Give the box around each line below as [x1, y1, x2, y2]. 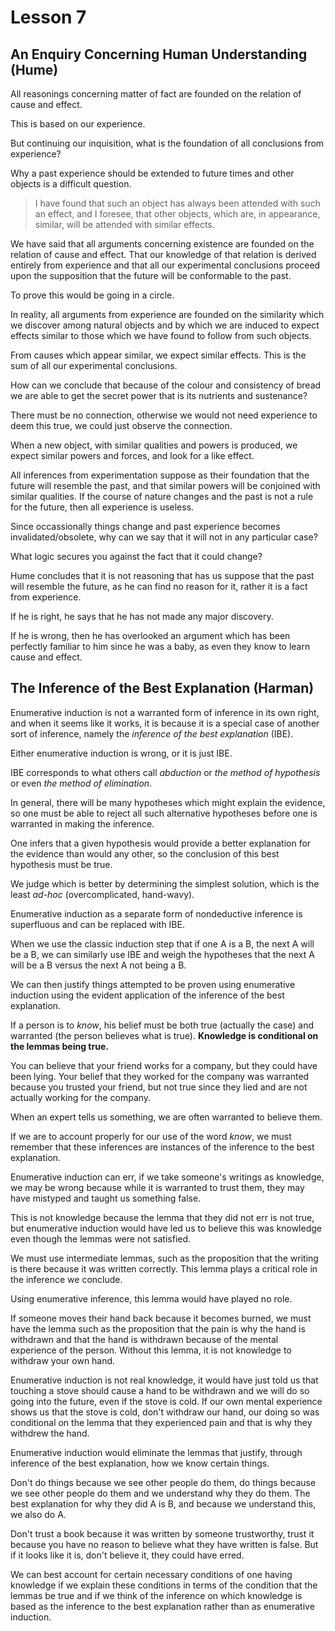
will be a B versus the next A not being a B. [10, 959, 187, 971]
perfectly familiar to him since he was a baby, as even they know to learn [10, 641, 311, 652]
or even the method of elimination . [10, 777, 153, 789]
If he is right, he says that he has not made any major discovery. [10, 611, 274, 622]
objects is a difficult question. [10, 178, 132, 190]
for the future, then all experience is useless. [10, 501, 195, 513]
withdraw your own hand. [10, 1354, 116, 1366]
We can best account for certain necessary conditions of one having [10, 1568, 293, 1580]
